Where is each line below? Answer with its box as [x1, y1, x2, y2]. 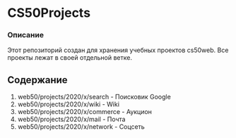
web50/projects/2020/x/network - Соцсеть [17, 123, 145, 131]
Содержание [7, 74, 69, 86]
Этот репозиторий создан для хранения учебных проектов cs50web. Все [7, 46, 229, 54]
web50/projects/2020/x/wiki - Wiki [17, 100, 120, 108]
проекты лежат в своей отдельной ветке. [7, 54, 133, 62]
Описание [7, 30, 45, 40]
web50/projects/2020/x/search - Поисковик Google [17, 93, 171, 101]
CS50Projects [7, 5, 90, 21]
